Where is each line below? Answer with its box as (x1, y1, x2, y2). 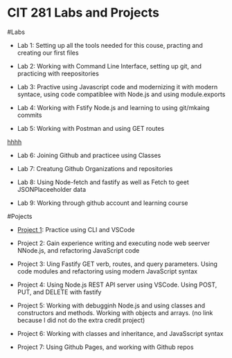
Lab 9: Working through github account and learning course (17, 199, 188, 207)
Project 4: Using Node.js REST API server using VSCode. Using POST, (17, 280, 217, 289)
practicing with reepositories (17, 69, 99, 78)
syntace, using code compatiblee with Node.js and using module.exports (17, 90, 226, 98)
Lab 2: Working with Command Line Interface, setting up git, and (17, 62, 202, 70)
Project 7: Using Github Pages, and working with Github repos (17, 343, 194, 351)
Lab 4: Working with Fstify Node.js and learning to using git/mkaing (17, 103, 210, 111)
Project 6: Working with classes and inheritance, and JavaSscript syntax (17, 329, 224, 337)
